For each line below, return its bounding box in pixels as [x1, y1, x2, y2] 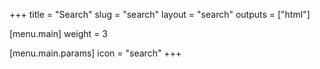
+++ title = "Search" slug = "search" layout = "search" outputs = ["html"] [9, 9, 311, 20]
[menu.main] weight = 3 [9, 28, 108, 39]
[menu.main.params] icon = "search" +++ [9, 47, 182, 59]
